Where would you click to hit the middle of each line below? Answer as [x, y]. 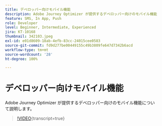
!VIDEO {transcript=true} [41, 118]
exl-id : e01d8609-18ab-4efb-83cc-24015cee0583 [53, 41]
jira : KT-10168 [20, 32]
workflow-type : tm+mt [27, 50]
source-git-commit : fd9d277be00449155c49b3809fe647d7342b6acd [69, 45]
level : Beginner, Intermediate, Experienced [51, 28]
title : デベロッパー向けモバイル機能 [38, 9]
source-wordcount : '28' [29, 54]
